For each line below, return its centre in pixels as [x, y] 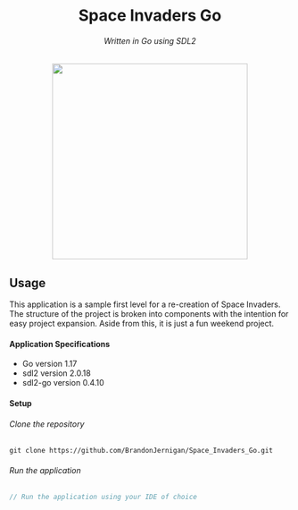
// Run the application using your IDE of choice [103, 497]
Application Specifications [60, 344]
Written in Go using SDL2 [150, 40]
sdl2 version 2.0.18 [56, 373]
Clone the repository [47, 424]
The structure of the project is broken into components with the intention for [149, 314]
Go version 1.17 [50, 364]
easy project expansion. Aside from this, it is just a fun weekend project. [142, 324]
